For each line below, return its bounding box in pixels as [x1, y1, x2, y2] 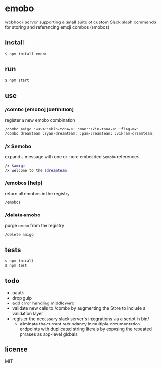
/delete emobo [5, 211, 41, 218]
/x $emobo [5, 143, 32, 150]
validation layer [12, 310, 43, 316]
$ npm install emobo [5, 51, 47, 56]
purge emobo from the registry [5, 223, 65, 229]
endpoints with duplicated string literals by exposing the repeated [19, 326, 152, 332]
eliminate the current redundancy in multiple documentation [19, 321, 140, 326]
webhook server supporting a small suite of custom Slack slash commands [5, 19, 157, 25]
